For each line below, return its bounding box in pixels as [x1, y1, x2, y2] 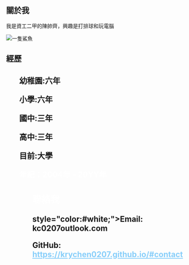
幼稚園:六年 [19, 75, 60, 85]
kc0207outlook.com [32, 223, 108, 233]
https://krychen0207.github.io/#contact [32, 249, 183, 259]
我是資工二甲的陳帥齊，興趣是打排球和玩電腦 [6, 22, 114, 29]
